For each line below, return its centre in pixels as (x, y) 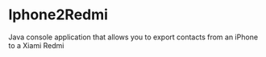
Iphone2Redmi (58, 15)
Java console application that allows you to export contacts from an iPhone (133, 37)
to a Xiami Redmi (36, 45)
